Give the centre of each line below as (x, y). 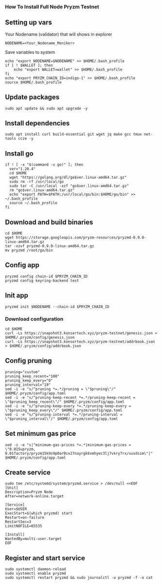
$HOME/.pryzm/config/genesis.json (40, 337)
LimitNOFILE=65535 (24, 526)
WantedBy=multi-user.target (33, 539)
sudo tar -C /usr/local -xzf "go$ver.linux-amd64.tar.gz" (69, 186)
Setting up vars (29, 23)
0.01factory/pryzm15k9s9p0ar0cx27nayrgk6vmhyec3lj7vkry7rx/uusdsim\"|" (79, 453)
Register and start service (45, 558)
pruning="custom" (23, 372)
